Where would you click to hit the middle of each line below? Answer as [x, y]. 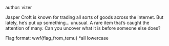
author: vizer [19, 7]
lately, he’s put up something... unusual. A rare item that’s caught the [77, 23]
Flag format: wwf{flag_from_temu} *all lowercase [57, 38]
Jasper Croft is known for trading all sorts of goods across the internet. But [84, 17]
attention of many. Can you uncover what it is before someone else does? [83, 28]
